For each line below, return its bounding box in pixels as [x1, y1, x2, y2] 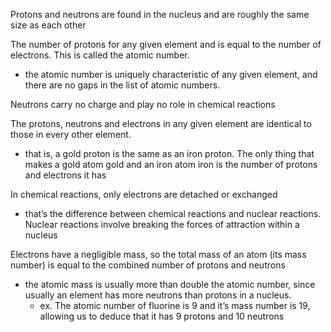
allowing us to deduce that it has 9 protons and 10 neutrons [39, 310, 285, 322]
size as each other [10, 19, 87, 31]
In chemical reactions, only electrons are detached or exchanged [10, 189, 278, 200]
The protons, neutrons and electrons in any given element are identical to [10, 118, 312, 129]
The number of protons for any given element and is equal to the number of [10, 39, 322, 50]
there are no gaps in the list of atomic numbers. [24, 79, 221, 91]
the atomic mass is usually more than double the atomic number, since [24, 279, 316, 290]
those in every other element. [10, 129, 132, 140]
